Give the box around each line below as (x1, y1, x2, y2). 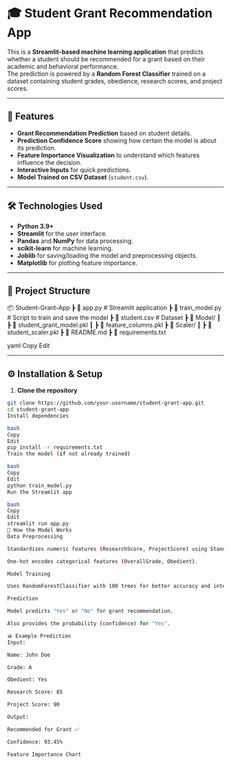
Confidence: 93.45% (7, 738, 63, 745)
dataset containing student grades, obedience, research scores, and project (7, 76, 223, 85)
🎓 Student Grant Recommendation (7, 6, 213, 21)
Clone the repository (16, 387, 78, 395)
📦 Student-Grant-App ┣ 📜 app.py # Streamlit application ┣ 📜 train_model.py (7, 304, 222, 312)
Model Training (7, 570, 51, 578)
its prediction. (16, 143, 56, 152)
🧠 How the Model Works (7, 527, 72, 534)
